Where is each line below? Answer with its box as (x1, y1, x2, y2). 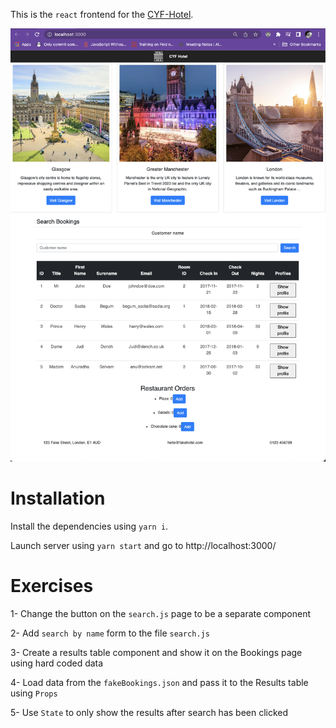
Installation (10, 487, 106, 509)
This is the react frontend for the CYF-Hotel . (10, 9, 194, 20)
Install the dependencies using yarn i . (10, 520, 169, 532)
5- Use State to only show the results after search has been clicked (10, 706, 289, 718)
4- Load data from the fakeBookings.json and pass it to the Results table (10, 676, 309, 688)
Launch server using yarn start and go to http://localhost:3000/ (10, 539, 277, 551)
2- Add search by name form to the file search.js (10, 627, 210, 639)
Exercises (10, 574, 94, 597)
